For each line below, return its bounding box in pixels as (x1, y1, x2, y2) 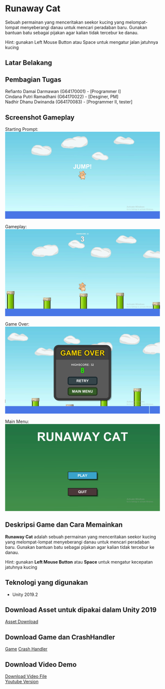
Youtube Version (5, 679, 39, 685)
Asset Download (5, 619, 38, 625)
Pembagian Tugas (5, 75, 61, 84)
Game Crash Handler (5, 646, 48, 652)
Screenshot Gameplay (5, 113, 75, 121)
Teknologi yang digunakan (5, 578, 88, 587)
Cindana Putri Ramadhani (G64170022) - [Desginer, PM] (5, 94, 119, 100)
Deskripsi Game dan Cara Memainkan (5, 521, 123, 529)
